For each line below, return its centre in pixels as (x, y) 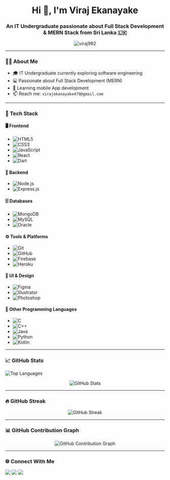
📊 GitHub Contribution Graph (42, 430)
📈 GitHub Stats (25, 360)
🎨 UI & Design (20, 276)
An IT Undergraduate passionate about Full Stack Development (85, 26)
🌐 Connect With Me (30, 461)
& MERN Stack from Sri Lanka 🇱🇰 (85, 33)
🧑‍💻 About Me (22, 61)
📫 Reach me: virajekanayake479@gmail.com (58, 93)
